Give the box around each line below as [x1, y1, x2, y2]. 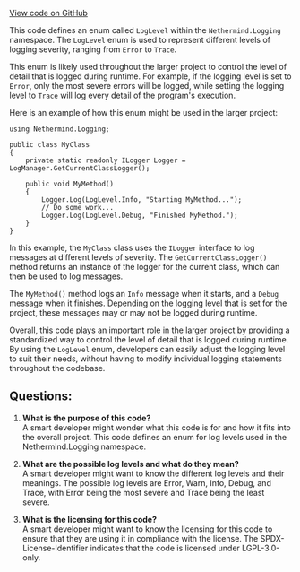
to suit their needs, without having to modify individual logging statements [9, 353, 282, 364]
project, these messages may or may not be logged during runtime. [9, 308, 258, 317]
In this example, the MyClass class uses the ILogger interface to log [9, 242, 255, 253]
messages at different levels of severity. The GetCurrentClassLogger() [9, 252, 268, 263]
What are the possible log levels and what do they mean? [21, 458, 239, 469]
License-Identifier [21, 542, 89, 553]
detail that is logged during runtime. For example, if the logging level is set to [9, 71, 292, 82]
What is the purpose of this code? [21, 412, 151, 423]
